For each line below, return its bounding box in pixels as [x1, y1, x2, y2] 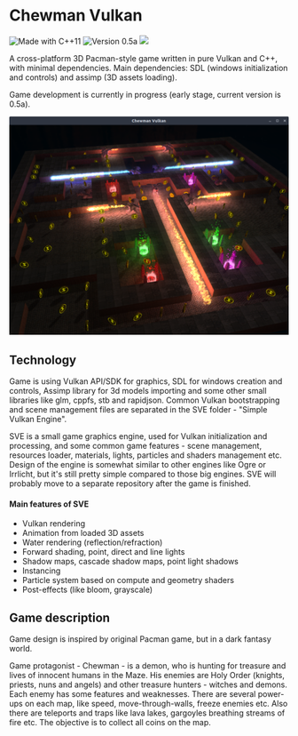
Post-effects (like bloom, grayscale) [21, 584, 153, 596]
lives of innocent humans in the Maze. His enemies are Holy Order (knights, [9, 670, 286, 681]
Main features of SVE [9, 499, 90, 509]
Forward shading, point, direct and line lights [21, 547, 185, 557]
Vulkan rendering [21, 518, 86, 529]
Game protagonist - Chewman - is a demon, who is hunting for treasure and [9, 660, 286, 671]
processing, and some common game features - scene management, [9, 441, 263, 451]
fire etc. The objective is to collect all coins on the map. [9, 717, 211, 728]
